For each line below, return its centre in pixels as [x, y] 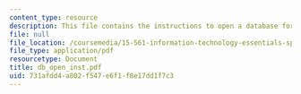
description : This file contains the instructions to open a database [144, 26]
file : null [30, 34]
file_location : [38, 43]
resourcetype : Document [54, 59]
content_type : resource [54, 17]
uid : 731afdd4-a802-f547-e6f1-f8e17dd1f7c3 [92, 76]
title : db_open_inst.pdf [56, 68]
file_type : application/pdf [62, 51]
